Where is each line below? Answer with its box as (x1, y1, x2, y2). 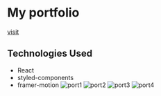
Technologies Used (7, 48, 92, 59)
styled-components (17, 73, 74, 81)
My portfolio (7, 5, 80, 21)
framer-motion (17, 81, 59, 89)
